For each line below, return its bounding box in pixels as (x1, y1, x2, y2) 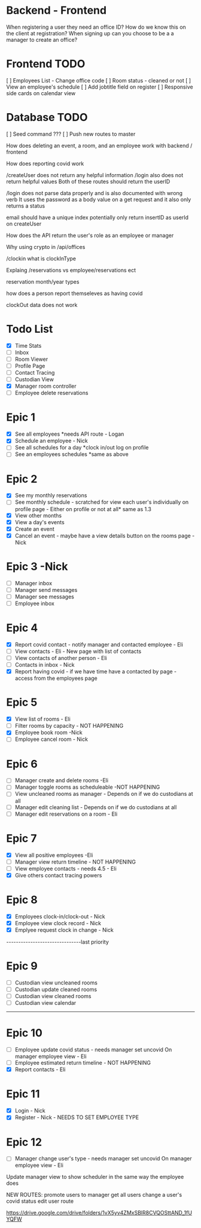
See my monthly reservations (14, 492, 87, 499)
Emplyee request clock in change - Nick (14, 926, 114, 934)
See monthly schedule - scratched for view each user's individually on (14, 499, 189, 506)
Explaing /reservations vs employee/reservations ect (6, 266, 136, 273)
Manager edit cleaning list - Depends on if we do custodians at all (14, 803, 177, 811)
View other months (14, 512, 62, 519)
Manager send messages (14, 586, 78, 593)
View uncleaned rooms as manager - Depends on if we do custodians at (14, 791, 193, 798)
